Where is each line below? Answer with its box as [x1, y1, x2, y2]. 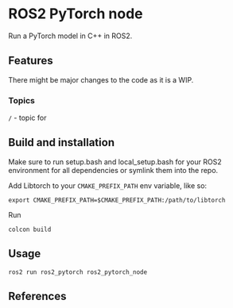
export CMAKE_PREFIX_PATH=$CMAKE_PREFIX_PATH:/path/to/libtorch [8, 196, 226, 204]
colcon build [8, 225, 52, 233]
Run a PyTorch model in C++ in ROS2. [8, 31, 133, 40]
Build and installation [8, 136, 115, 149]
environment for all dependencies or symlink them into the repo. [8, 165, 219, 175]
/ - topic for [8, 113, 47, 123]
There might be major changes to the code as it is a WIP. [8, 75, 194, 84]
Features [8, 54, 53, 67]
